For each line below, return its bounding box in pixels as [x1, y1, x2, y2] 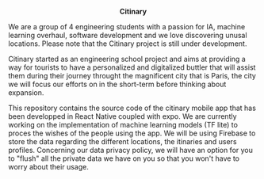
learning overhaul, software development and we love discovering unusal [8, 31, 247, 40]
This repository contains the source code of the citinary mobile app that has [8, 103, 256, 112]
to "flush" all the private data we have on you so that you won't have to [8, 154, 240, 163]
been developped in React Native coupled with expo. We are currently [8, 112, 237, 121]
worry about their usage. [8, 162, 89, 171]
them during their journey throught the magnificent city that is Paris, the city [8, 71, 256, 80]
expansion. [8, 88, 44, 97]
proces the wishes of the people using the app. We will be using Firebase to [8, 128, 256, 138]
